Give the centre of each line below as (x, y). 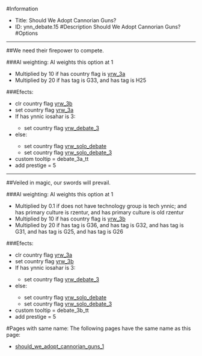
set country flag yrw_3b (44, 261)
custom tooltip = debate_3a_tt (52, 159)
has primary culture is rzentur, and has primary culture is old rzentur (99, 212)
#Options (26, 33)
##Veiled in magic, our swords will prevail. (59, 183)
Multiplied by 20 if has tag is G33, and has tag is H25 (80, 80)
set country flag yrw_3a (44, 110)
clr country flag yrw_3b (44, 104)
